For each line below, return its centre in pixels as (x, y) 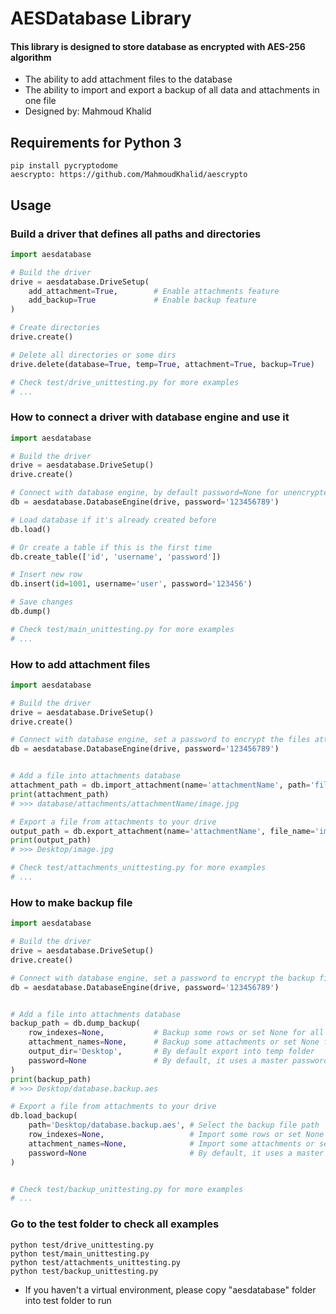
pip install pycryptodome (64, 166)
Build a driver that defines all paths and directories (136, 234)
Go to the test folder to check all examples (115, 1224)
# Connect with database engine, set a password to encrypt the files (160, 740)
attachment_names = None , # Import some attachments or (171, 1143)
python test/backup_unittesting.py (84, 1271)
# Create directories (55, 328)
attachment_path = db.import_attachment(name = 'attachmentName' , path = (160, 785)
